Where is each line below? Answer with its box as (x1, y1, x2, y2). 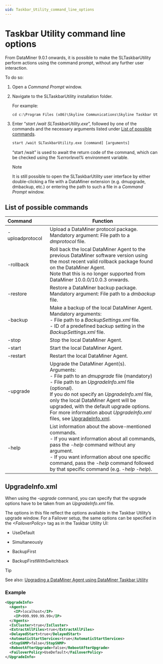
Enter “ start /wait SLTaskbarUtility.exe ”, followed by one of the (12, 121, 137, 127)
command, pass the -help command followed (49, 460, 154, 467)
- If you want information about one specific (49, 454, 151, 460)
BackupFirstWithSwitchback (12, 558, 69, 564)
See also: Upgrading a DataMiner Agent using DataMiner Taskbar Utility (5, 577, 148, 583)
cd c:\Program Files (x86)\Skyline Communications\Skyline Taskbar (12, 112, 151, 117)
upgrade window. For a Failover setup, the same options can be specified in (5, 515, 156, 521)
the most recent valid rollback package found (49, 258, 153, 265)
